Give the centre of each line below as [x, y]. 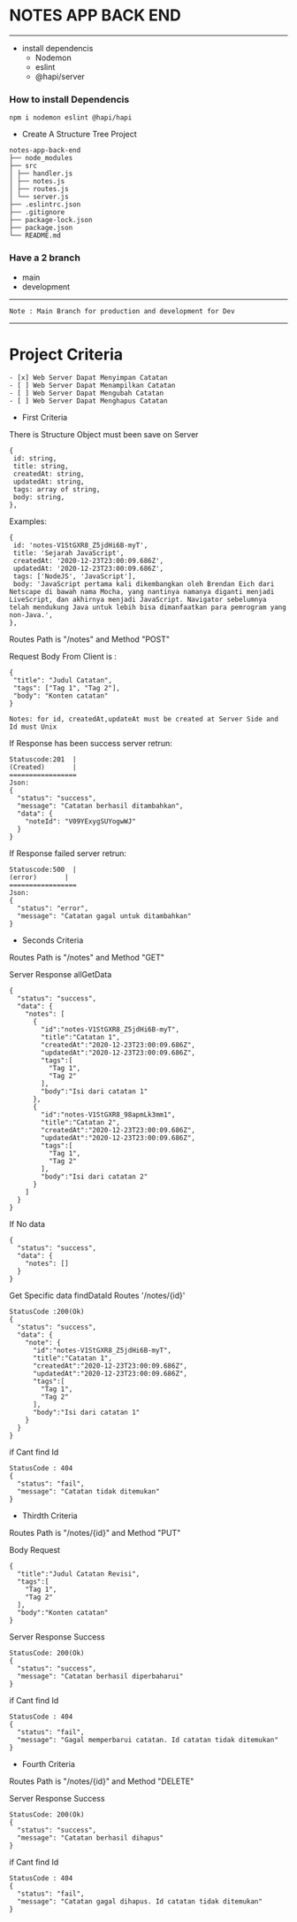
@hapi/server [60, 76]
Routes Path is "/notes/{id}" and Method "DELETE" [102, 1781]
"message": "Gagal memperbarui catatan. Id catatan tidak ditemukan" [148, 1741]
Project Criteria [66, 354]
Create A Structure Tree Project [79, 135]
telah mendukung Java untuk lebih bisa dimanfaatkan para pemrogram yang [148, 607]
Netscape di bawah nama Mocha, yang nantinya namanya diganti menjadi [142, 592]
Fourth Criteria [48, 1764]
